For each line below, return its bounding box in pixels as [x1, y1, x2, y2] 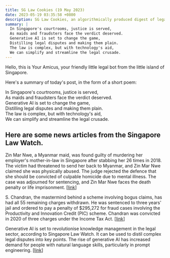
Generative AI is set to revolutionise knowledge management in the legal [5, 225, 156, 232]
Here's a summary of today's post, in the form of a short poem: [5, 79, 137, 85]
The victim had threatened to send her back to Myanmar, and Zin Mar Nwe [5, 163, 161, 169]
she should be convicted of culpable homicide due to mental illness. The [5, 174, 156, 180]
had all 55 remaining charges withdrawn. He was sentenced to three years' [5, 200, 162, 206]
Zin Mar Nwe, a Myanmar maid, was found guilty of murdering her [5, 152, 143, 158]
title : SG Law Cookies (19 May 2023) [5, 7, 85, 13]
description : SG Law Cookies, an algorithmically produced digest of [5, 17, 155, 22]
